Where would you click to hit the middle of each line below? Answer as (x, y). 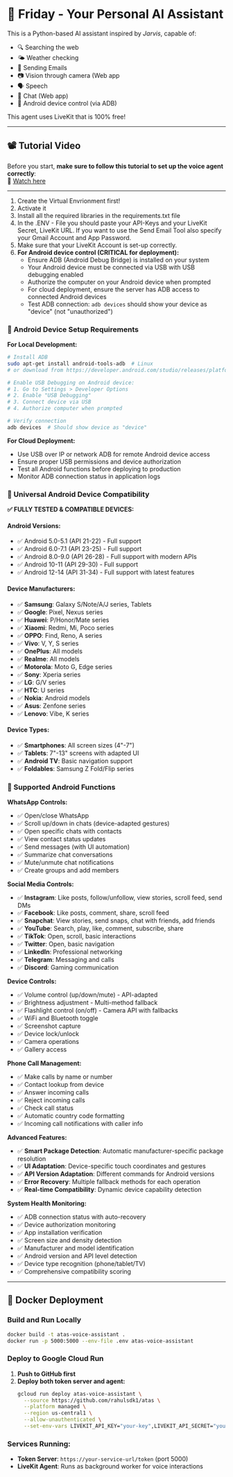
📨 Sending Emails (42, 67)
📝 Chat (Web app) (43, 96)
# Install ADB (28, 357)
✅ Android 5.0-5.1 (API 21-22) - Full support (79, 541)
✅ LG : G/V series (41, 682)
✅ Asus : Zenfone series (51, 706)
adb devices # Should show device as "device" (77, 427)
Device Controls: (32, 981)
